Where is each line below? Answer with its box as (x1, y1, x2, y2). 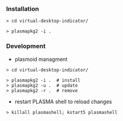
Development (6, 42, 46, 50)
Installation (6, 5, 40, 13)
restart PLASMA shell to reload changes (14, 98, 112, 105)
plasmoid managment (14, 55, 68, 63)
